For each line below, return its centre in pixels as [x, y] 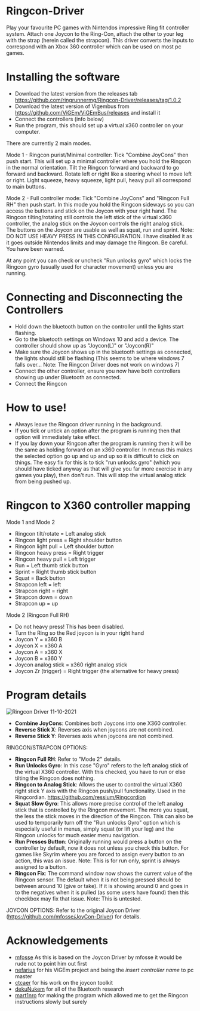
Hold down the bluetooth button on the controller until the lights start [99, 326]
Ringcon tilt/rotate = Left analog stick [60, 533]
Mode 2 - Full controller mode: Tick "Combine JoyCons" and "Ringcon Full [98, 198]
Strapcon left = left [38, 584]
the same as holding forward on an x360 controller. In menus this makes [104, 450]
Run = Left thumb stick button [51, 565]
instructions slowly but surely [51, 1001]
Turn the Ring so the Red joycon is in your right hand [79, 633]
